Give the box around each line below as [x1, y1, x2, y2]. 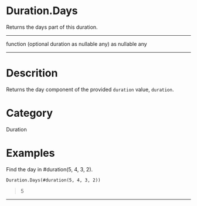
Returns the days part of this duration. [6, 23, 98, 31]
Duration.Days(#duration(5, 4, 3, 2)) [6, 177, 101, 183]
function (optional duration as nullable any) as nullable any [6, 40, 148, 48]
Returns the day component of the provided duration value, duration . [6, 86, 174, 93]
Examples [6, 147, 55, 160]
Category [6, 107, 53, 120]
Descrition [6, 66, 58, 80]
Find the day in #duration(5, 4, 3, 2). [6, 166, 93, 173]
